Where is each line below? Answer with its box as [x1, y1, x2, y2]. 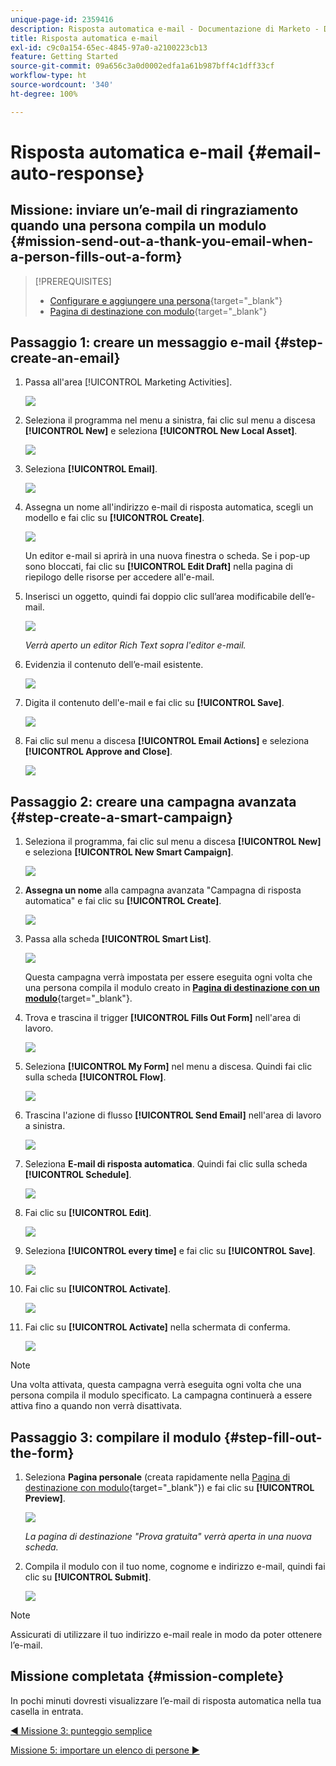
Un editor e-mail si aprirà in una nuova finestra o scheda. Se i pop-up [24, 550, 311, 562]
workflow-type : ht [10, 71, 87, 81]
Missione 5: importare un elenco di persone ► [10, 1744, 200, 1756]
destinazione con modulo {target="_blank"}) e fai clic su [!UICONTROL [24, 1482, 315, 1494]
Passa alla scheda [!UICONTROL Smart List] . [24, 933, 212, 945]
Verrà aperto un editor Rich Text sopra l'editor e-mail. [24, 639, 247, 651]
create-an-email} [10, 350, 121, 367]
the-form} [10, 1444, 75, 1461]
